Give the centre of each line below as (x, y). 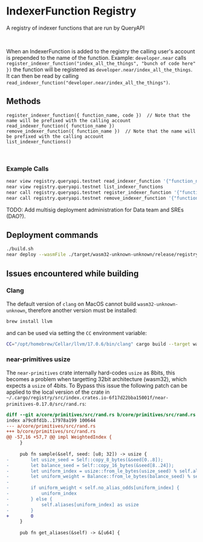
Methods (24, 101)
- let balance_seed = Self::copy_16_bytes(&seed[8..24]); (90, 465)
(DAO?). (16, 216)
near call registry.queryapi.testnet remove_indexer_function (86, 198)
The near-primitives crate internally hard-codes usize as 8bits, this (91, 373)
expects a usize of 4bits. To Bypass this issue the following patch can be (97, 385)
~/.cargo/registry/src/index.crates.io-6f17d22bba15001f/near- (88, 397)
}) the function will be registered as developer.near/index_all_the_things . (99, 69)
